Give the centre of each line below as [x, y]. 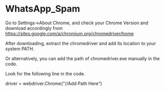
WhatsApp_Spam [43, 9]
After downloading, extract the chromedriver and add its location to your [81, 43]
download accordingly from [34, 28]
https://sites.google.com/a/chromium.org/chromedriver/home [70, 33]
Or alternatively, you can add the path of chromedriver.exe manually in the [82, 58]
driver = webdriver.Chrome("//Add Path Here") [54, 83]
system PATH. [20, 49]
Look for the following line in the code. [45, 73]
